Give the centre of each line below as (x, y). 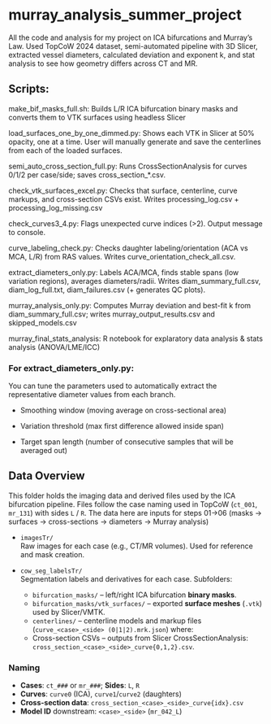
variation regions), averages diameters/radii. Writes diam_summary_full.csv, (135, 281)
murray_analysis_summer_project (125, 15)
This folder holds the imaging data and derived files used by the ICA (122, 495)
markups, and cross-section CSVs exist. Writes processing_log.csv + (124, 199)
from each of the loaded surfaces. (66, 150)
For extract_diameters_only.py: (71, 368)
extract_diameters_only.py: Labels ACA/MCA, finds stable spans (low (124, 272)
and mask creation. (52, 554)
